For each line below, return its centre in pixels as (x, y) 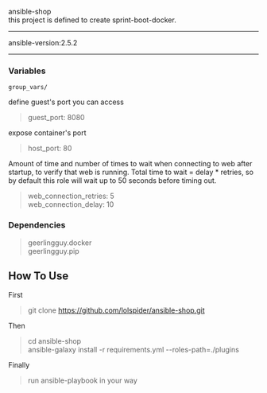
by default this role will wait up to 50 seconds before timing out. (112, 181)
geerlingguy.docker (60, 243)
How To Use (39, 276)
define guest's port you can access (66, 102)
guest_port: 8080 (56, 118)
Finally (19, 365)
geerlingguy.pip (53, 251)
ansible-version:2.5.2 (43, 43)
